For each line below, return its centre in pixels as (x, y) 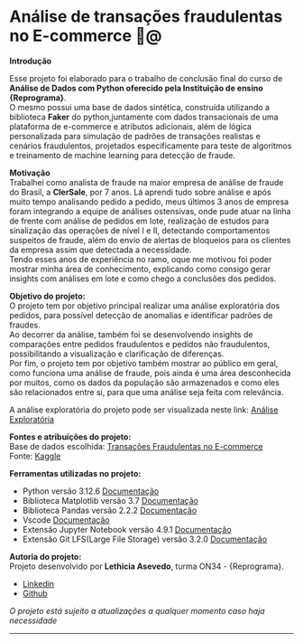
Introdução (31, 61)
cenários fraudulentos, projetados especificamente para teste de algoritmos (151, 146)
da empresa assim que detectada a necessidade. (101, 250)
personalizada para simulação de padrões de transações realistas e (135, 136)
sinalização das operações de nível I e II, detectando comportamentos (140, 230)
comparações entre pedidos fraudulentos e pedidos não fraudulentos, (140, 344)
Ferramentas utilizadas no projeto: (75, 473)
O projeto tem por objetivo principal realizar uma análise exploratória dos (145, 306)
